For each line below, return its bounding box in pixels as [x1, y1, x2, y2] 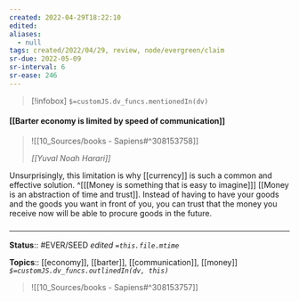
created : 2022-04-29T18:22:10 [9, 12, 122, 22]
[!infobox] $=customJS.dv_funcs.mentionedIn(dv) [30, 95, 209, 106]
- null [17, 37, 42, 47]
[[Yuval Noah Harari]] [30, 152, 111, 163]
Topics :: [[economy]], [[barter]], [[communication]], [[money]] [9, 257, 238, 268]
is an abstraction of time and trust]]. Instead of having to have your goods [9, 189, 279, 199]
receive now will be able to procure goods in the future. [9, 207, 212, 218]
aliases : [9, 29, 42, 38]
